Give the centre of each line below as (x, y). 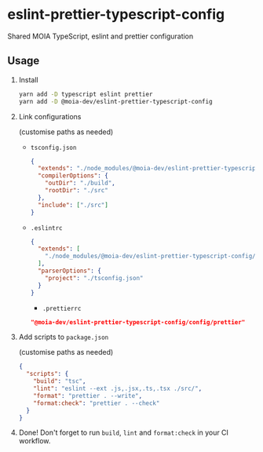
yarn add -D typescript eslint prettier (86, 94)
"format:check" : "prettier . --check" (97, 403)
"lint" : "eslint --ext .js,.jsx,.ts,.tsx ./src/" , (118, 388)
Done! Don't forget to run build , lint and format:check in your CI (124, 432)
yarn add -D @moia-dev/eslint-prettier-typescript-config (115, 101)
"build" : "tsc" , (60, 381)
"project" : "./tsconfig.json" (94, 278)
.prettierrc (62, 308)
